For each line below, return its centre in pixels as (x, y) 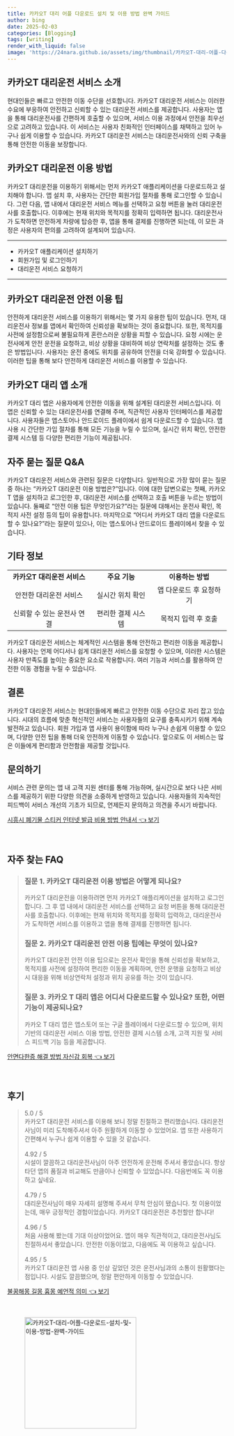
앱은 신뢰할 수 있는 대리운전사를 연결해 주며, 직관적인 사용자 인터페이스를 (106, 412)
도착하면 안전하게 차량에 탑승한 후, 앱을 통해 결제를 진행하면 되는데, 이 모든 (116, 221)
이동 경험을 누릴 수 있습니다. (58, 668)
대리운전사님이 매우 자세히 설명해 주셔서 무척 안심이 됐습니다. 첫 (110, 1203)
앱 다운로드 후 (178, 589)
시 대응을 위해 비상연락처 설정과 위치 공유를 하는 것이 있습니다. (109, 978)
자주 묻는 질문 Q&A (46, 462)
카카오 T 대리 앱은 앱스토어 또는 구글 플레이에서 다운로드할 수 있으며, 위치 (124, 1024)
